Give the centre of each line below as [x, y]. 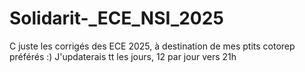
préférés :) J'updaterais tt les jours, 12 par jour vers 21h [123, 56]
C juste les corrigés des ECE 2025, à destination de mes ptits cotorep [152, 46]
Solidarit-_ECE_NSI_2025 [116, 18]
